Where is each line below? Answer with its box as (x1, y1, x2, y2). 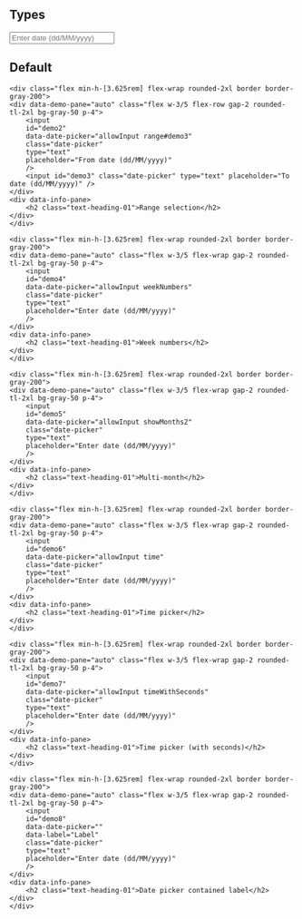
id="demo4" (25, 274, 67, 284)
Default (9, 60, 53, 75)
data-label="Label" (25, 830, 100, 839)
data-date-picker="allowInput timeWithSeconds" (25, 687, 209, 697)
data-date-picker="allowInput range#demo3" (25, 132, 193, 141)
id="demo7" (25, 679, 67, 689)
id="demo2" (25, 123, 67, 132)
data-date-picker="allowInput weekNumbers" (25, 282, 193, 291)
